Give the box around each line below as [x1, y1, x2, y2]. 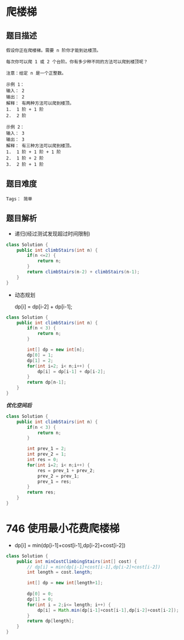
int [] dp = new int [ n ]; [27, 347, 85, 353]
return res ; [27, 489, 57, 496]
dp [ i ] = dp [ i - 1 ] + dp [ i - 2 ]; [37, 368, 106, 374]
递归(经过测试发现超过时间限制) [14, 230, 91, 237]
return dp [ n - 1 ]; [27, 380, 67, 385]
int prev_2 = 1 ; [27, 451, 67, 458]
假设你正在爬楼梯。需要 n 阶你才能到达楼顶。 [6, 48, 101, 53]
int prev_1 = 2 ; [27, 446, 67, 452]
